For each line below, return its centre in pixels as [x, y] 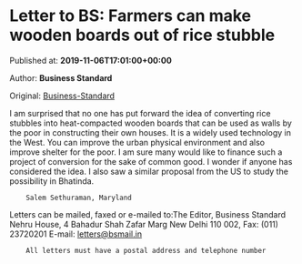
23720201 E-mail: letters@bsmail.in [76, 234]
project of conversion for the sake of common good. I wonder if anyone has [151, 161]
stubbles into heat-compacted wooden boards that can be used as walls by [151, 123]
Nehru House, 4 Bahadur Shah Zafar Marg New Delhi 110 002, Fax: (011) [144, 224]
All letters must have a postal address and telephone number [146, 250]
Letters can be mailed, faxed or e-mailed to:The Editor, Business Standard [148, 214]
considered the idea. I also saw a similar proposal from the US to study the [149, 171]
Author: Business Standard [61, 77]
